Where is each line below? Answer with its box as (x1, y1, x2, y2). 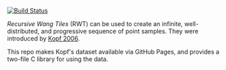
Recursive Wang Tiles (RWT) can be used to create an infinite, (7, 20, 183, 27)
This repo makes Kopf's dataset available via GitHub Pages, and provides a (7, 48, 220, 56)
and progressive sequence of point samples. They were (41, 27, 199, 35)
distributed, (7, 27, 40, 35)
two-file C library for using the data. (7, 55, 109, 63)
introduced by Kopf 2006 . (7, 34, 80, 43)
